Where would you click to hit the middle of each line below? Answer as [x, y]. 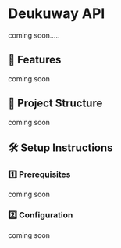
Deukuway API [57, 14]
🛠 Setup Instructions [60, 147]
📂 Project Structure [55, 104]
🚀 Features [35, 60]
